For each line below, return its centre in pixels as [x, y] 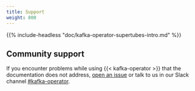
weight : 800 [21, 18]
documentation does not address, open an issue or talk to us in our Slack [98, 75]
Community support [46, 54]
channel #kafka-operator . [38, 81]
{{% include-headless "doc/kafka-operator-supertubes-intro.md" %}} [94, 35]
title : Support [26, 12]
